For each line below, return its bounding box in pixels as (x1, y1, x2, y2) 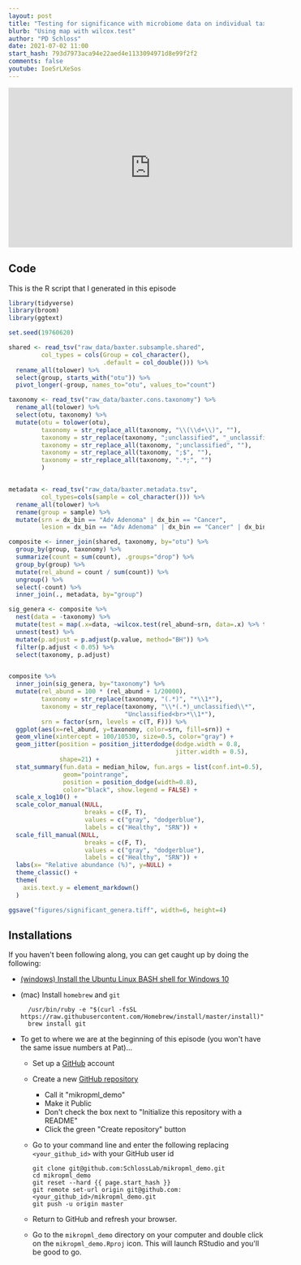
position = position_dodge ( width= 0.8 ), (62, 778, 198, 786)
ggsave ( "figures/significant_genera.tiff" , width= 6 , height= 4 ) (8, 906, 227, 914)
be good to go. (32, 1247, 82, 1257)
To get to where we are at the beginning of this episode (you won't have (19, 1034, 261, 1044)
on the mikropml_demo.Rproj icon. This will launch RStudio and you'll (32, 1239, 260, 1249)
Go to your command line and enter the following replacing (32, 1140, 230, 1150)
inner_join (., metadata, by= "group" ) (15, 590, 144, 599)
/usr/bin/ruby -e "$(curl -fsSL (28, 1006, 137, 1014)
